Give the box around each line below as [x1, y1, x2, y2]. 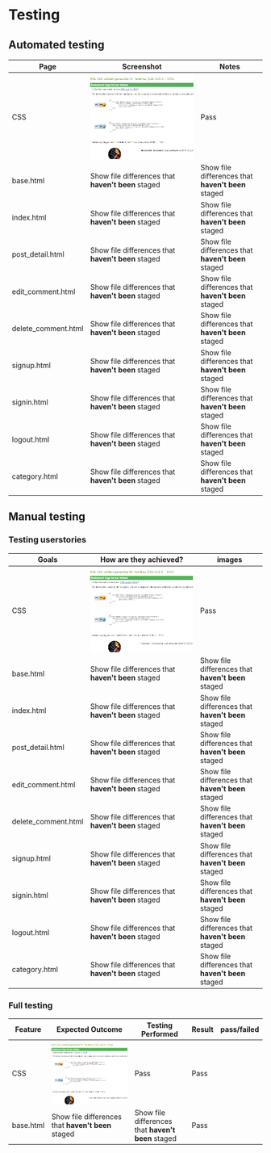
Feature [15, 1025, 42, 1034]
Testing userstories [8, 535, 87, 546]
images [216, 555, 243, 564]
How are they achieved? [100, 555, 184, 564]
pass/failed [220, 1025, 260, 1034]
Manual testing [8, 510, 86, 524]
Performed [140, 1029, 179, 1038]
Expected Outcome [56, 1025, 123, 1034]
